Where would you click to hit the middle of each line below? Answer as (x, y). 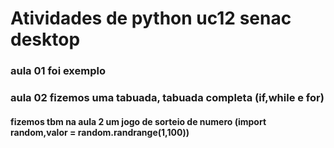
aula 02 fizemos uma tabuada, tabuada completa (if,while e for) (167, 98)
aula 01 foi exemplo (58, 71)
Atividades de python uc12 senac (151, 18)
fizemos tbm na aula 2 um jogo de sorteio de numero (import (138, 121)
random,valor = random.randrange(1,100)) (100, 132)
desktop (45, 39)
